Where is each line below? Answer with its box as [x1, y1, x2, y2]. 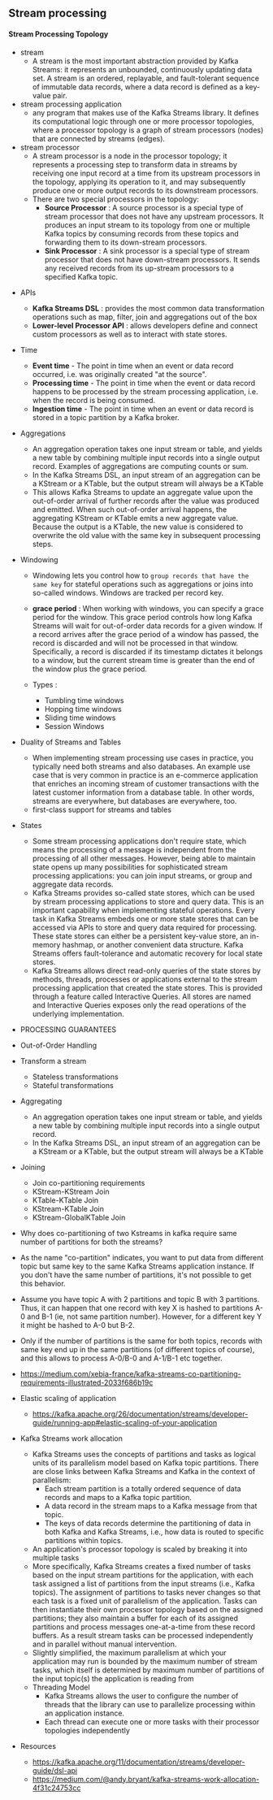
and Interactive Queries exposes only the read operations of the [32, 1000, 246, 1010]
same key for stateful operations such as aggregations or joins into [32, 579, 253, 588]
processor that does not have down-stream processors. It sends [44, 254, 260, 264]
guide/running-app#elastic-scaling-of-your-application [32, 1417, 218, 1427]
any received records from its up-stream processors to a [44, 263, 234, 273]
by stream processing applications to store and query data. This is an [32, 896, 264, 906]
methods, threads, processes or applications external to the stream [32, 974, 258, 984]
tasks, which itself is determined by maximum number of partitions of [32, 1665, 265, 1675]
